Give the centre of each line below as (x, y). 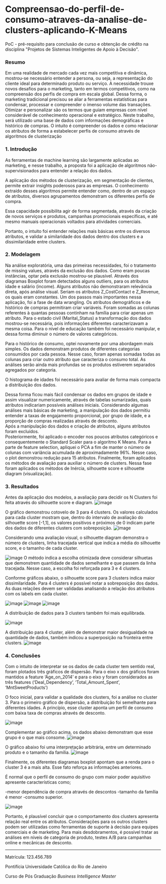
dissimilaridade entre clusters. (36, 241)
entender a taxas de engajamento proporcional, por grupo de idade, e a (78, 415)
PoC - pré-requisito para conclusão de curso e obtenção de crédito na (77, 44)
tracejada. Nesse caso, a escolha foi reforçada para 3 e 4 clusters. (73, 568)
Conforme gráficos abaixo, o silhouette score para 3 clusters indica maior (80, 578)
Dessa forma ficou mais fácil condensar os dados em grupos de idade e (78, 394)
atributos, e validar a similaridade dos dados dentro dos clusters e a (74, 236)
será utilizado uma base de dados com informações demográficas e (75, 121)
